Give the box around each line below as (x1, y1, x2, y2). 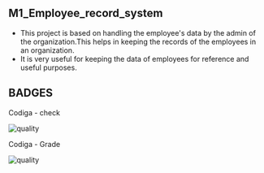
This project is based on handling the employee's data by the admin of (19, 28, 256, 37)
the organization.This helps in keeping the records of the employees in (19, 37, 257, 46)
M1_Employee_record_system (8, 6, 163, 20)
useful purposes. (19, 63, 77, 72)
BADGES (8, 86, 54, 100)
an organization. (19, 45, 75, 55)
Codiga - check (8, 107, 61, 117)
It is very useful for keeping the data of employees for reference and (19, 54, 249, 63)
